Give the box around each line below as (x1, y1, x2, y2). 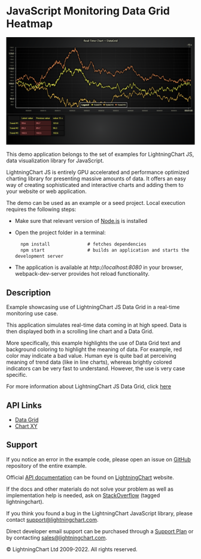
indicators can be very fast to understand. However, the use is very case (6, 365, 185, 372)
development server (14, 253, 64, 259)
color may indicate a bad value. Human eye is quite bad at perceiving (6, 352, 176, 359)
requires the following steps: (6, 206, 77, 213)
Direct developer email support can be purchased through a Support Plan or (6, 527, 194, 534)
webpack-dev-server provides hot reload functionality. (14, 270, 150, 277)
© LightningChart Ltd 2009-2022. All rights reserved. (6, 545, 138, 552)
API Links (6, 400, 42, 410)
